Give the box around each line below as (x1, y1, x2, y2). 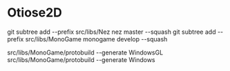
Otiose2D (7, 5, 62, 21)
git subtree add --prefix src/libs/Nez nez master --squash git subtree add (7, 28, 216, 36)
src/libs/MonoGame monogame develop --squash (25, 34, 168, 43)
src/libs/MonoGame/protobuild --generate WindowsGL (7, 48, 164, 57)
